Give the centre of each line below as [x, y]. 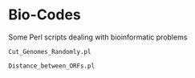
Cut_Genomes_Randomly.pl [50, 51]
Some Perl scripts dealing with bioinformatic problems [98, 37]
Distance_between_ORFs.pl [51, 66]
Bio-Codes [45, 15]
